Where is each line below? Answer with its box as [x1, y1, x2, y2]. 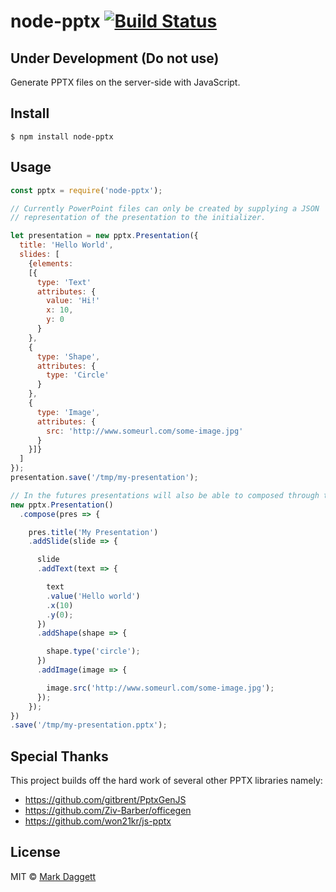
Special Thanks [10, 748, 109, 765]
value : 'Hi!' [46, 296, 101, 306]
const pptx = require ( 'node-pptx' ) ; [10, 185, 163, 195]
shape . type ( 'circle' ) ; [46, 646, 141, 657]
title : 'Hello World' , [19, 240, 114, 250]
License [10, 844, 61, 861]
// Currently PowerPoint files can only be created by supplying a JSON [10, 203, 320, 214]
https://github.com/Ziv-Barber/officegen [24, 805, 192, 817]
